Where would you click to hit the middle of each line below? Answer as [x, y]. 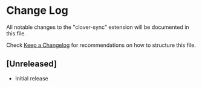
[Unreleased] [32, 64]
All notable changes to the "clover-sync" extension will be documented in [98, 27]
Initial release [31, 78]
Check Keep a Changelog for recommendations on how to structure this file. [101, 45]
